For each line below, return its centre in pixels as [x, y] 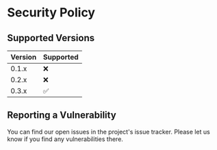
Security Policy [51, 13]
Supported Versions [51, 38]
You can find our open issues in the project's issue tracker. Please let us [108, 132]
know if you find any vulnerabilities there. [65, 139]
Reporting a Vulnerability [62, 115]
